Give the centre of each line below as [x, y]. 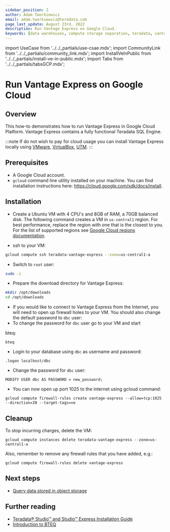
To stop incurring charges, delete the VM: [49, 430]
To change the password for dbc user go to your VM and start [76, 323]
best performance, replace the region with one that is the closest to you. [88, 225]
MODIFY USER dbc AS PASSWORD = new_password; [54, 380]
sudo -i [13, 274]
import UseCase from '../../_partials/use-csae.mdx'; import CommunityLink [83, 48]
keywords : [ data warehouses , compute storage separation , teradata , [79, 33]
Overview [21, 114]
